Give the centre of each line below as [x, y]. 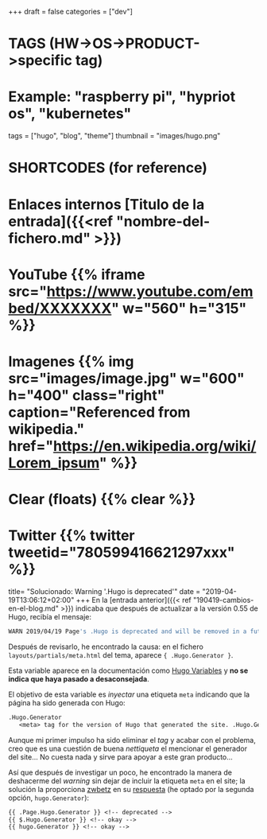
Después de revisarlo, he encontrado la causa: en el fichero [106, 647]
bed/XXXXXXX [60, 308]
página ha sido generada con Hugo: [67, 702]
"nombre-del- [163, 221]
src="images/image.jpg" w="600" [126, 378]
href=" [31, 446]
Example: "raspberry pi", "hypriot [122, 97]
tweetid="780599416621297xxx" [122, 553]
